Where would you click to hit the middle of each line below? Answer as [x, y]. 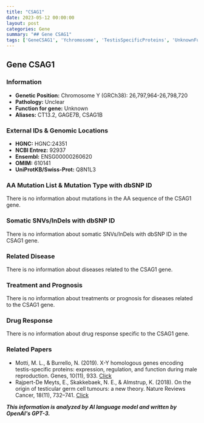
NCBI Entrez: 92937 [40, 150]
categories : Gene [28, 29]
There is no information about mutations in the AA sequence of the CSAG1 [99, 199]
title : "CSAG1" [25, 12]
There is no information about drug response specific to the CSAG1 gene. [98, 334]
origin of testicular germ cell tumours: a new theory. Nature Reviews [100, 388]
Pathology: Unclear [40, 101]
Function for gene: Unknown [51, 108]
